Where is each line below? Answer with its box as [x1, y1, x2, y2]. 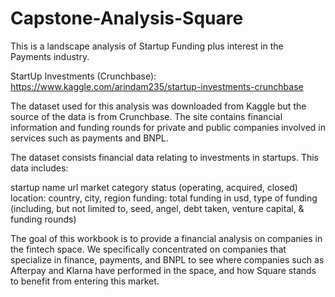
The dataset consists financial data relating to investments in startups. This [10, 151, 319, 163]
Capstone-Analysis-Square [10, 7, 244, 30]
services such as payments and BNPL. [10, 132, 169, 144]
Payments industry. [10, 50, 90, 62]
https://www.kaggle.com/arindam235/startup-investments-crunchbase [10, 80, 304, 92]
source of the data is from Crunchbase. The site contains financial [10, 110, 283, 122]
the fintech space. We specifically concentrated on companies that [10, 243, 287, 255]
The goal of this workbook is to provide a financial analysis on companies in [10, 232, 323, 244]
